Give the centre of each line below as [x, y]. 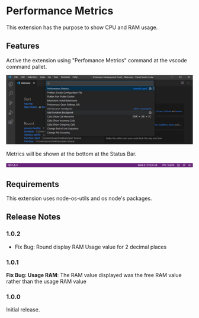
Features [23, 46]
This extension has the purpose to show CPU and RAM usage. [82, 27]
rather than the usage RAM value [46, 282]
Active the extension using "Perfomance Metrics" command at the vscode [97, 60]
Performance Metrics [60, 11]
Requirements [33, 184]
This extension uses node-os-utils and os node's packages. [79, 198]
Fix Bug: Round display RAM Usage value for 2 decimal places [91, 247]
